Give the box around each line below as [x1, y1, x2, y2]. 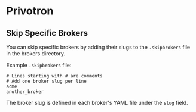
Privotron [6, 4, 54, 18]
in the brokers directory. [6, 50, 66, 57]
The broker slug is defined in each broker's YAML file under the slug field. [6, 99, 188, 106]
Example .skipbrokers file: [6, 61, 72, 69]
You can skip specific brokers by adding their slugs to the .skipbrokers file [6, 43, 190, 51]
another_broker [6, 89, 44, 95]
